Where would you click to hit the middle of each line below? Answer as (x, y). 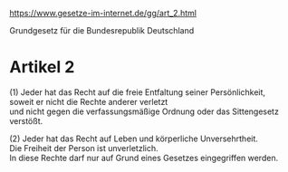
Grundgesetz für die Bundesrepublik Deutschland (102, 30)
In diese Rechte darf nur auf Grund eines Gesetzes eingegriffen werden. (144, 158)
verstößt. (26, 120)
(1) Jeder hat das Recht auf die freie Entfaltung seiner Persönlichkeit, (137, 92)
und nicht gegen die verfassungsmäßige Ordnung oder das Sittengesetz (144, 111)
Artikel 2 (42, 67)
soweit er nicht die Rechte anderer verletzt (89, 101)
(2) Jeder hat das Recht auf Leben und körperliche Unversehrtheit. (134, 139)
